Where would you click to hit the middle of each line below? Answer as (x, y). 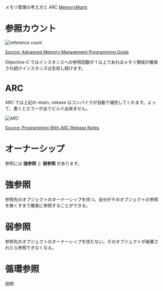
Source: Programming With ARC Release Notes (52, 127)
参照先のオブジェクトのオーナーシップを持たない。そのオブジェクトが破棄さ (82, 241)
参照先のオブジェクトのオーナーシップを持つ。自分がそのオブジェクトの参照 (82, 199)
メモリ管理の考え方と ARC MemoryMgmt (46, 7)
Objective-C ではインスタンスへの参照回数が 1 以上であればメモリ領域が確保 (81, 62)
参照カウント (31, 29)
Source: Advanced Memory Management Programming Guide (67, 52)
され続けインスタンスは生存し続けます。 (45, 68)
